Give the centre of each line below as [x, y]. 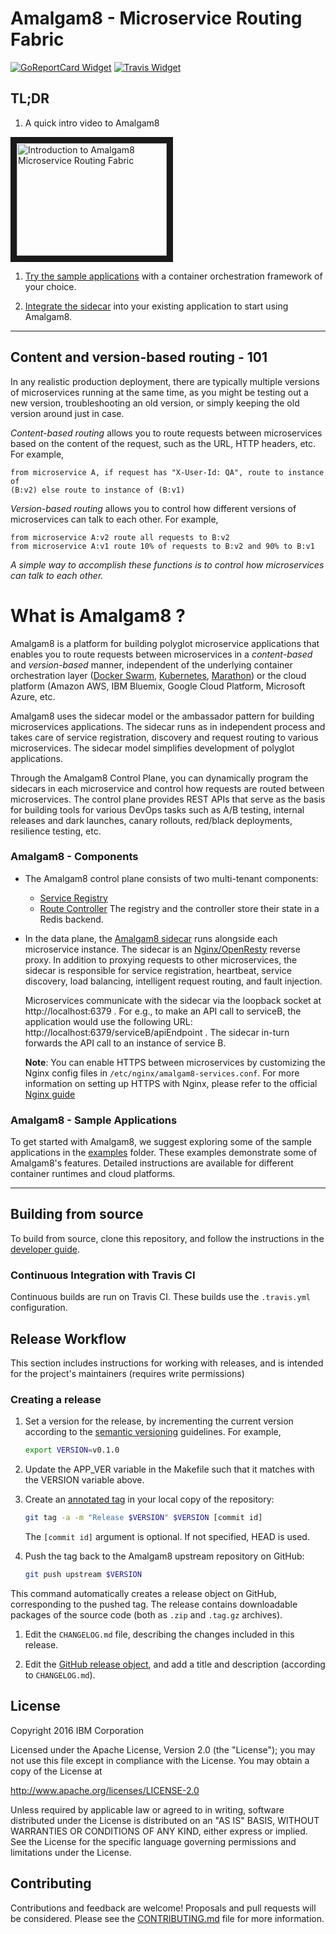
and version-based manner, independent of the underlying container [151, 664]
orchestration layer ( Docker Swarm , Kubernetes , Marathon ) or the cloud [158, 675]
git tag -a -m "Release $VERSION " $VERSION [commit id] [143, 1518]
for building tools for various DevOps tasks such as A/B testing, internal [157, 809]
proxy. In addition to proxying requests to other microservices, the [161, 959]
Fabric [37, 39]
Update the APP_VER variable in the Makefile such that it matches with [169, 1469]
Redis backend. [71, 919]
